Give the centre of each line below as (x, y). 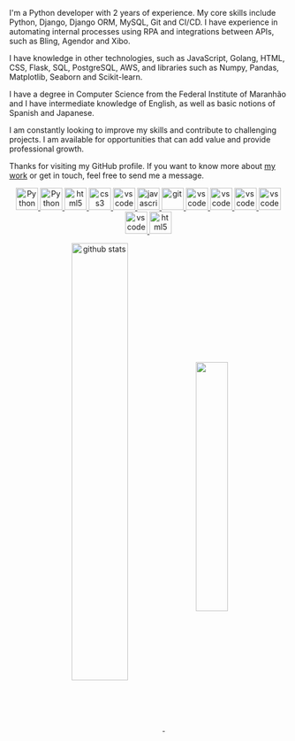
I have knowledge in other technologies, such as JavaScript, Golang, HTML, (147, 58)
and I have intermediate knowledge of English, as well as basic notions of (143, 104)
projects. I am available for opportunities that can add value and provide (140, 139)
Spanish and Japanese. (52, 113)
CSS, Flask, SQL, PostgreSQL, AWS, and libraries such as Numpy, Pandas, (144, 67)
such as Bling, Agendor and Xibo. (70, 41)
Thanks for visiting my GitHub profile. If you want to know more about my (143, 166)
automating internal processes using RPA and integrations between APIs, (142, 31)
